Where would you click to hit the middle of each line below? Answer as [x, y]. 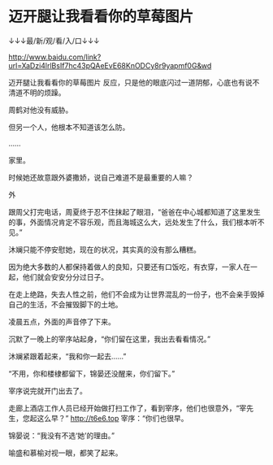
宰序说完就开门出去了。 [48, 390]
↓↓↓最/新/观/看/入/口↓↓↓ [54, 41]
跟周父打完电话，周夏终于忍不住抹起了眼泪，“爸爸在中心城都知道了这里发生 [135, 211]
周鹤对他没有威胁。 [41, 110]
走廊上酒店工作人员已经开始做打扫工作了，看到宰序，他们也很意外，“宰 [128, 408]
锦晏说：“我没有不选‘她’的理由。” [62, 435]
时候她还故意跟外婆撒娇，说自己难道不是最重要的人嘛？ [101, 177]
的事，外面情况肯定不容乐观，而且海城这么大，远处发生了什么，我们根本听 [133, 222]
